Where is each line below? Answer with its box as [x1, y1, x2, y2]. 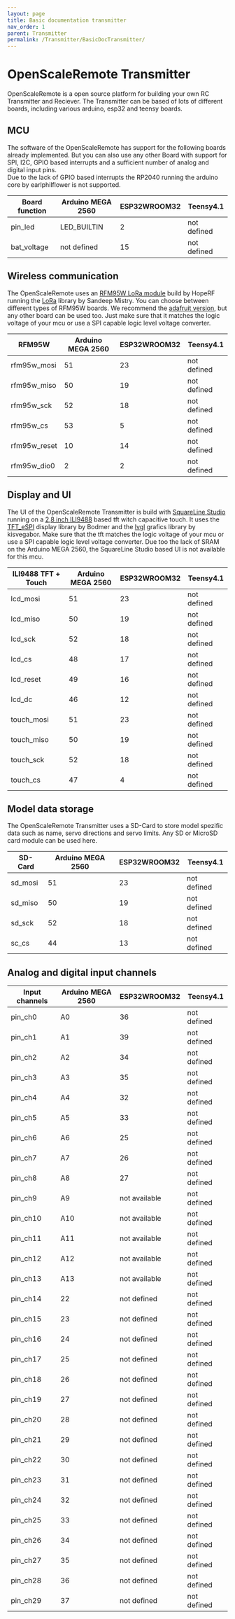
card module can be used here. [7, 836, 98, 845]
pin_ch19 [10, 1394, 42, 1404]
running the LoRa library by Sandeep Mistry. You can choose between [7, 296, 209, 304]
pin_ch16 [10, 1334, 42, 1344]
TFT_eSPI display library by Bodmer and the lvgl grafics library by [7, 522, 196, 531]
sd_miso [10, 898, 38, 908]
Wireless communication [7, 270, 119, 282]
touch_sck [10, 755, 45, 764]
